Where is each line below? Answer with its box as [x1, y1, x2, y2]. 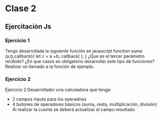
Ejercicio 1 [5, 37, 30, 44]
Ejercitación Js [5, 22, 52, 31]
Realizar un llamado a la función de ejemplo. [5, 63, 95, 69]
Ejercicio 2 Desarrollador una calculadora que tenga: [5, 87, 111, 93]
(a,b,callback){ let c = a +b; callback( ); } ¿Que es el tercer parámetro [5, 53, 145, 59]
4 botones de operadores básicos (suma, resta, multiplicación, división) [12, 101, 158, 107]
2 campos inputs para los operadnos [12, 96, 87, 102]
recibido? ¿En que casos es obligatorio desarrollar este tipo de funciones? [5, 58, 155, 64]
